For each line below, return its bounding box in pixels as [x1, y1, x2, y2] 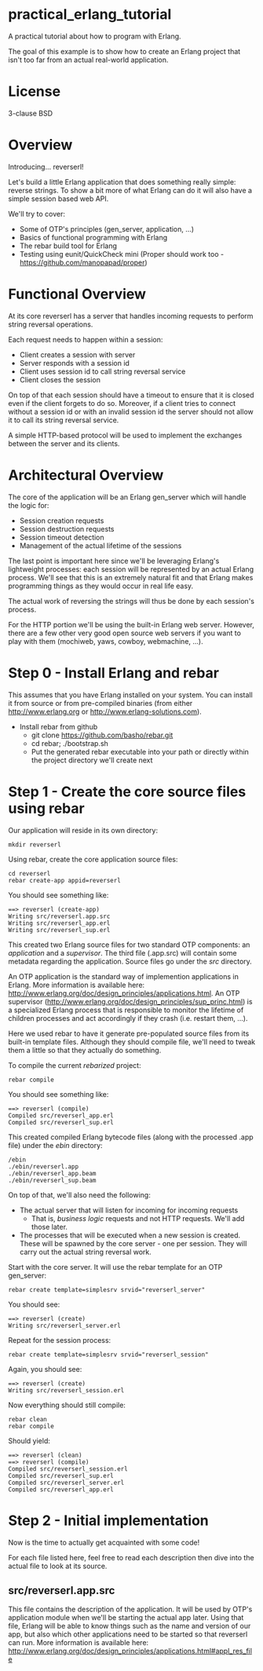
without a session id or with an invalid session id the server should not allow [8, 407, 254, 416]
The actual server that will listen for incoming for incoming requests [19, 1205, 239, 1215]
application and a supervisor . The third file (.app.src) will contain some [8, 948, 237, 957]
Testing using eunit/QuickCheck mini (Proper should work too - [19, 249, 225, 258]
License [8, 82, 61, 101]
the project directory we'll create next [31, 755, 153, 765]
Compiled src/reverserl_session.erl [8, 1464, 128, 1473]
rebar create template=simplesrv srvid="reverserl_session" [8, 1351, 210, 1358]
